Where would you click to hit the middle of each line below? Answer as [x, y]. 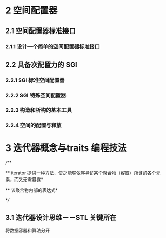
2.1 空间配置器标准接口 [41, 31]
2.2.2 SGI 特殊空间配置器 [36, 95]
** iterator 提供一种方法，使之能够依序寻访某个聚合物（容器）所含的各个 [81, 173]
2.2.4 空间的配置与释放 [34, 125]
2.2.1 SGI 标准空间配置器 [35, 80]
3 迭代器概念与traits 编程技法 [66, 148]
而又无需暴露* [29, 179]
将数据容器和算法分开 [27, 231]
